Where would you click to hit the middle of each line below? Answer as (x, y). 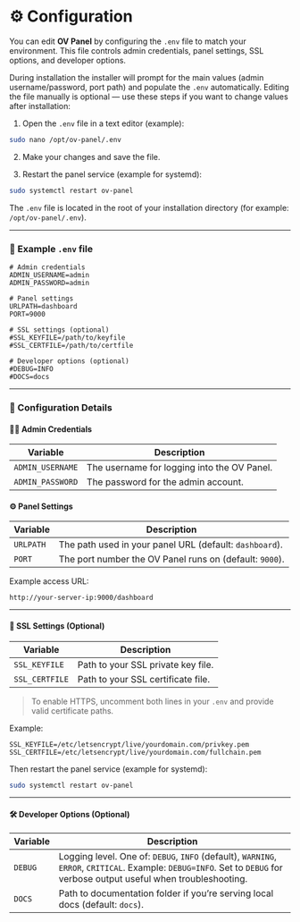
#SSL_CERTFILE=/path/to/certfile (71, 345)
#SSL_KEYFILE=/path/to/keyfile (67, 337)
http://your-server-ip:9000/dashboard (81, 598)
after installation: (40, 106)
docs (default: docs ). (101, 904)
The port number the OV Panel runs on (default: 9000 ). (171, 559)
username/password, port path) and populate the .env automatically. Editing (150, 87)
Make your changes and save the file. (91, 156)
